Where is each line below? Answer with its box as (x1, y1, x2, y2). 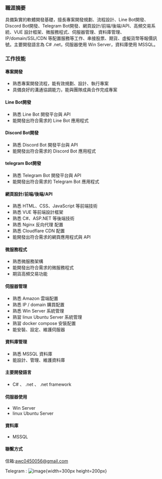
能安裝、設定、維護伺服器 (12, 326, 65, 332)
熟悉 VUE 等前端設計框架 (12, 209, 64, 215)
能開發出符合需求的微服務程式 (12, 265, 74, 271)
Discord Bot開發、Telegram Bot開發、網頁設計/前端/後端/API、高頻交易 (5, 23, 152, 29)
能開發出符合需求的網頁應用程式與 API (12, 234, 91, 240)
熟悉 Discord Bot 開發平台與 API (12, 142, 78, 148)
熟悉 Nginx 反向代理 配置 (12, 222, 64, 228)
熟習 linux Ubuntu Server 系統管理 (12, 314, 82, 320)
